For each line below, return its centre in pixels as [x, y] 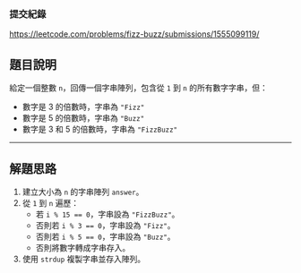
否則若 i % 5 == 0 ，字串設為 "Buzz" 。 [106, 236]
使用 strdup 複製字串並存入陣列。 [84, 259]
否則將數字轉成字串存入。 [83, 247]
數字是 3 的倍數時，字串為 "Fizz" [83, 107]
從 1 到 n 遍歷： [50, 202]
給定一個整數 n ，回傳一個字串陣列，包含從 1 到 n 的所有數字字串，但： [139, 88]
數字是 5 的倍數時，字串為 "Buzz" [83, 118]
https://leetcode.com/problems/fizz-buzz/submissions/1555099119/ [134, 34]
